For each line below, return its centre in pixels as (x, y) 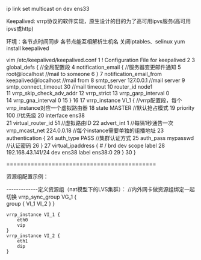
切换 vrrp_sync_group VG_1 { (42, 197)
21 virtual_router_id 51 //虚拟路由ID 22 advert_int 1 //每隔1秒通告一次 (90, 123)
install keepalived (28, 48)
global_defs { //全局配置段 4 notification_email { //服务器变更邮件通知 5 (94, 67)
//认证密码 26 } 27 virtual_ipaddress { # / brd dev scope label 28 (86, 145)
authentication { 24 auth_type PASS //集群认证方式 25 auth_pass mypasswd (100, 138)
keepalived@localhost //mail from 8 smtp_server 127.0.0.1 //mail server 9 (96, 80)
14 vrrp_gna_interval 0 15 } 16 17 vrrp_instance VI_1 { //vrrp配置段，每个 (94, 100)
